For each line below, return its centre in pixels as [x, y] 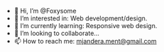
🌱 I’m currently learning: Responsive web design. [86, 26]
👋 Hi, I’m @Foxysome [45, 11]
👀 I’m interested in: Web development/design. [81, 18]
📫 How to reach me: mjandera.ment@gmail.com [86, 41]
